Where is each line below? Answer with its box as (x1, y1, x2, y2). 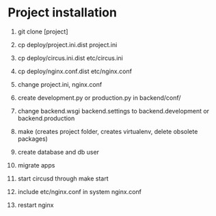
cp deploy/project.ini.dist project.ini (17, 40, 118, 49)
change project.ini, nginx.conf (17, 80, 103, 88)
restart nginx (17, 200, 54, 209)
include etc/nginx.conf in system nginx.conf (17, 187, 142, 195)
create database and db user (17, 148, 100, 156)
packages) (17, 135, 49, 143)
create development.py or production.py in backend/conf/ (17, 94, 181, 102)
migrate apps (17, 161, 55, 169)
